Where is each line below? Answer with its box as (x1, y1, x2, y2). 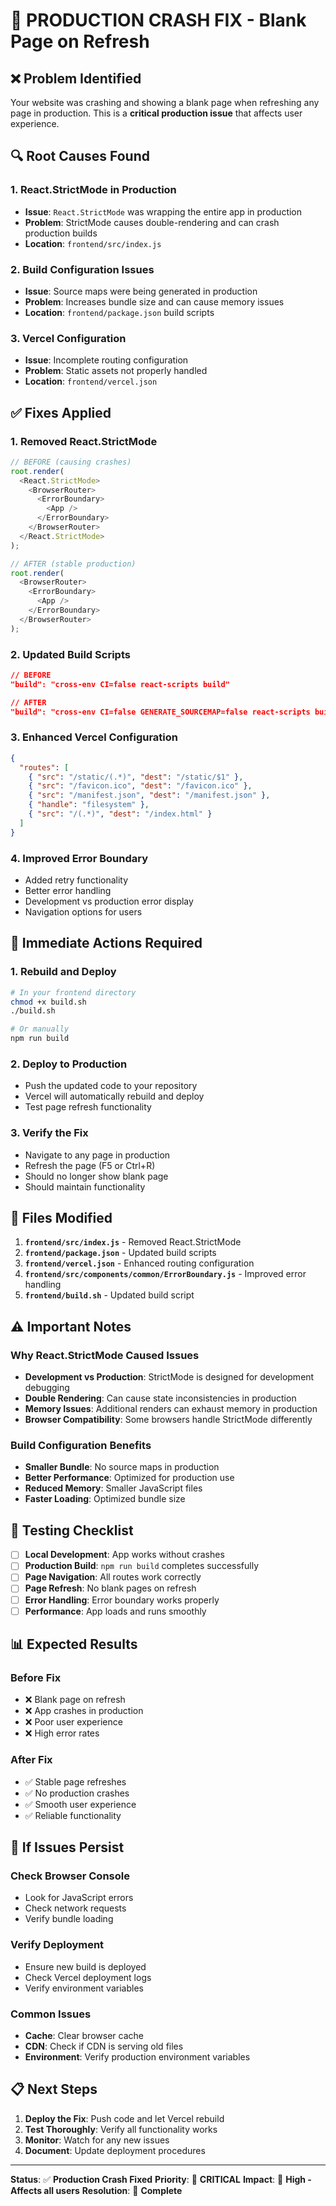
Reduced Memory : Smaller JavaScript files (24, 1482, 203, 1494)
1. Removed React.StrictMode (10, 434, 158, 448)
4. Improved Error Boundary (10, 851, 148, 865)
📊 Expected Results (10, 1636, 138, 1653)
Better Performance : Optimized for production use (24, 1472, 235, 1484)
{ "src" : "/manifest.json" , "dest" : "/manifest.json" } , (28, 790, 271, 801)
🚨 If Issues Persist (10, 1839, 125, 1856)
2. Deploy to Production (10, 1057, 128, 1071)
